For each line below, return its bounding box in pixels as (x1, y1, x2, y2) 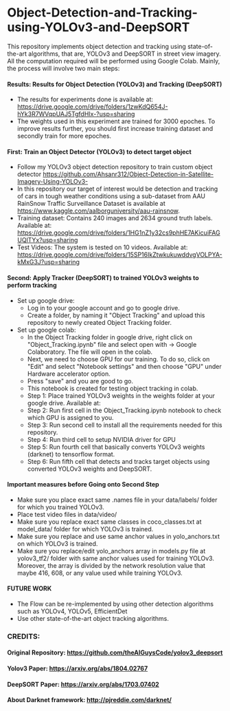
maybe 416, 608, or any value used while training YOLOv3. (16, 569, 183, 577)
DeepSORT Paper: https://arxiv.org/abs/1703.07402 (7, 680, 159, 688)
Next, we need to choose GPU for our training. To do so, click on (27, 354, 210, 363)
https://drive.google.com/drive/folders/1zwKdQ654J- (16, 103, 168, 111)
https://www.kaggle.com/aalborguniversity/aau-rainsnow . (16, 206, 181, 215)
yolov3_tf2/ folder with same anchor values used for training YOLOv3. (16, 554, 215, 562)
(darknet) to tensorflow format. (27, 449, 115, 458)
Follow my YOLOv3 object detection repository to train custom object (16, 163, 213, 171)
